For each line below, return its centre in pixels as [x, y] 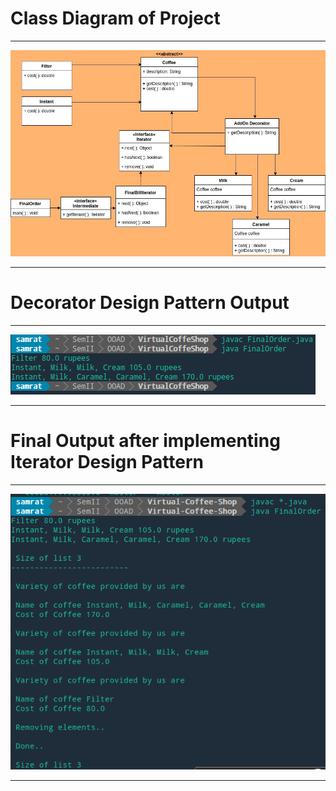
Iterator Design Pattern [107, 461]
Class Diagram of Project [115, 18]
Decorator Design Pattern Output [150, 302]
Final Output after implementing [145, 440]
